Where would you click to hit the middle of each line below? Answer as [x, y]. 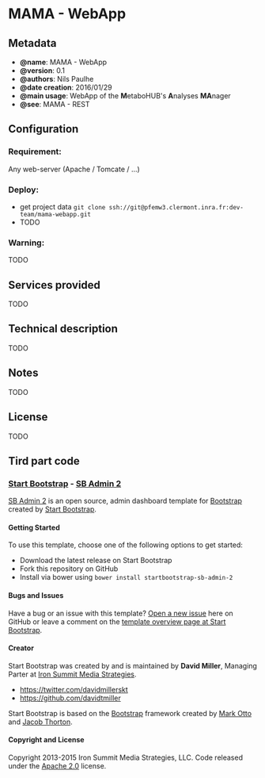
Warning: [26, 243]
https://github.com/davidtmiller [70, 698]
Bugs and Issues [36, 596]
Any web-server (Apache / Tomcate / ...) [74, 169]
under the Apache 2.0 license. [57, 766]
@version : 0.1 [42, 71]
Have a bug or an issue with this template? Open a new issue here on [121, 613]
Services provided [55, 285]
